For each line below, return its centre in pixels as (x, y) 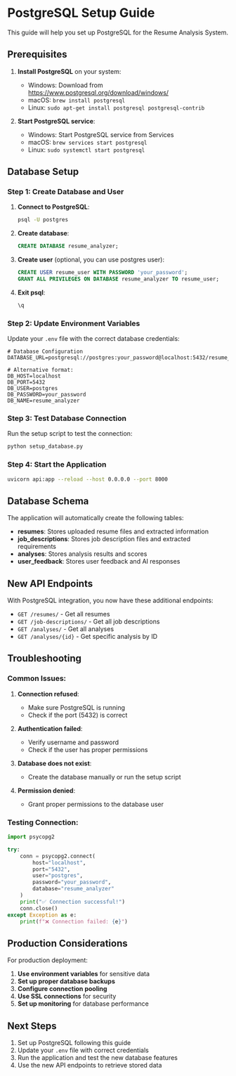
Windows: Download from (65, 85)
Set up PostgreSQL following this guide (74, 1043)
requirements (37, 547)
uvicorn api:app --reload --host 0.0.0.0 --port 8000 (88, 479)
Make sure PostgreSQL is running (76, 707)
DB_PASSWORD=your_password (47, 395)
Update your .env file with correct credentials (83, 1050)
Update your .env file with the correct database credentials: (94, 339)
